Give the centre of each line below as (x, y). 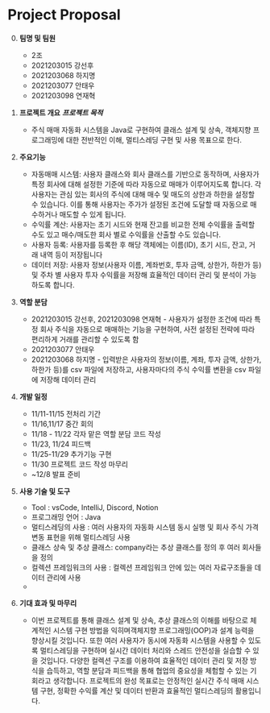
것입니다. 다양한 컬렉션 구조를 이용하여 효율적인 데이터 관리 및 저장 (144, 660)
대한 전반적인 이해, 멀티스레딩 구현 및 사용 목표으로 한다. (154, 139)
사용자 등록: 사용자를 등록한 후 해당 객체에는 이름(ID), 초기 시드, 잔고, (139, 244)
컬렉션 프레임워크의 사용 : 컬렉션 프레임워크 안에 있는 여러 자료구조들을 (142, 567)
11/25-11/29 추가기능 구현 (71, 454)
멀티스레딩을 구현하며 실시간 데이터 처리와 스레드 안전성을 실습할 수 (145, 650)
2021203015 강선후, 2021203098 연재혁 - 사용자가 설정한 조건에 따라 (142, 319)
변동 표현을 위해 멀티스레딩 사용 (81, 537)
